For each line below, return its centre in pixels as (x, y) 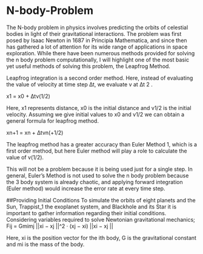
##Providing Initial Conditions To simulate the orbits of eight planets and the (101, 200)
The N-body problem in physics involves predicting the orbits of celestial (97, 27)
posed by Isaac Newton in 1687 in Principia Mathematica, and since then (97, 40)
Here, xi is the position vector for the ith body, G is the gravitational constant (101, 238)
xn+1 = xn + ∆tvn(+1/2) (35, 132)
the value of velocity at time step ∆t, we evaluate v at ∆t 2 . (79, 84)
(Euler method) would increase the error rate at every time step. (86, 188)
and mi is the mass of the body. (45, 244)
